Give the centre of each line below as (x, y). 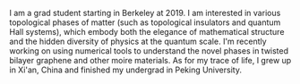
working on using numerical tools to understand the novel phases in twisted (149, 51)
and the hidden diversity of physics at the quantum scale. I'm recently (138, 41)
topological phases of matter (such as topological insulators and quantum (145, 22)
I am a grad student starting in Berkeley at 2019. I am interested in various (145, 13)
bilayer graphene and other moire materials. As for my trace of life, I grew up (150, 60)
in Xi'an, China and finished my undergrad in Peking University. (125, 70)
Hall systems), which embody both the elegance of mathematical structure (147, 32)
